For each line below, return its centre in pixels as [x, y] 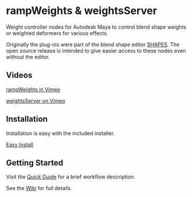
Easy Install [20, 144]
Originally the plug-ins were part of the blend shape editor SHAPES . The [93, 44]
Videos [19, 75]
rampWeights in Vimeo [33, 89]
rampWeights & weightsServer [82, 11]
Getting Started [35, 163]
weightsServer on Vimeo [36, 101]
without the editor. [28, 57]
